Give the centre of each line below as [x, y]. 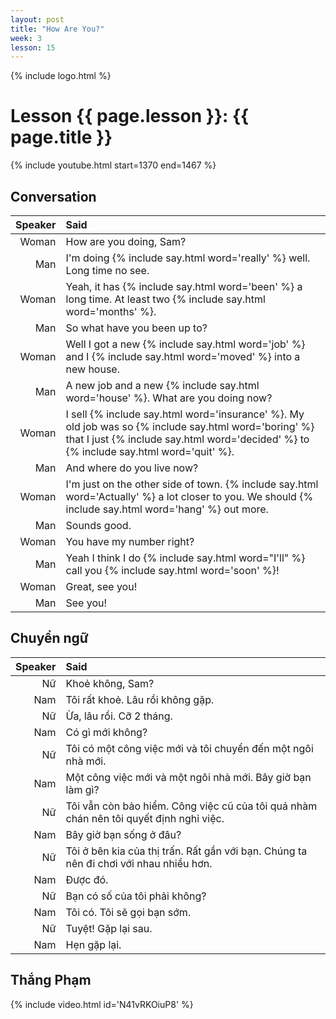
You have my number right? [130, 541]
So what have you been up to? [136, 328]
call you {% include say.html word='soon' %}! [172, 570]
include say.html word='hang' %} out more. [167, 509]
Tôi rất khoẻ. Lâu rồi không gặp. [140, 699]
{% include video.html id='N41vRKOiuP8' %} [102, 1004]
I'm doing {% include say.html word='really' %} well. [188, 258]
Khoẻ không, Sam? [110, 683]
